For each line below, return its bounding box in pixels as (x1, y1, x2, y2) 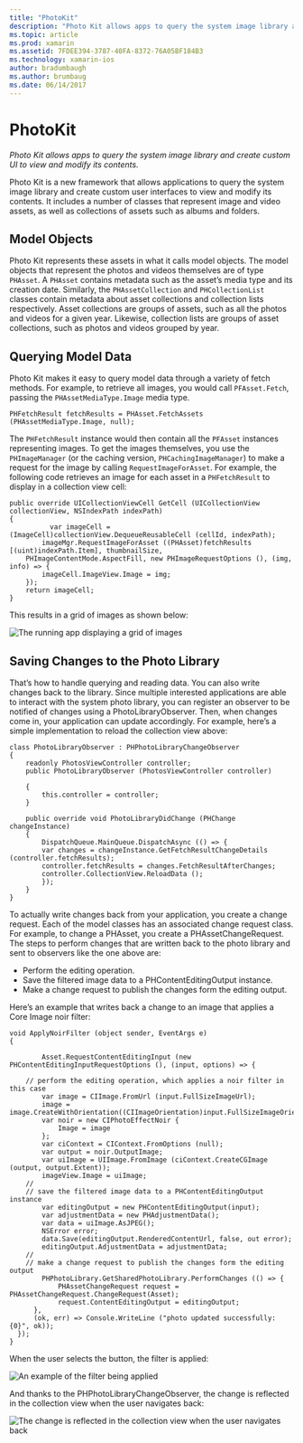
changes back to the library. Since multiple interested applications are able (9, 687, 287, 697)
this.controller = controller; (41, 790, 160, 799)
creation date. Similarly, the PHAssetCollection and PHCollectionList (9, 284, 265, 295)
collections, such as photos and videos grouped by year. (9, 323, 219, 334)
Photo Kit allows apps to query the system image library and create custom (9, 149, 291, 160)
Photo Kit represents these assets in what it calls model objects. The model (9, 255, 289, 267)
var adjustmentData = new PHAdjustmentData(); (41, 1211, 220, 1220)
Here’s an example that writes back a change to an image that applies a (9, 1002, 275, 1013)
